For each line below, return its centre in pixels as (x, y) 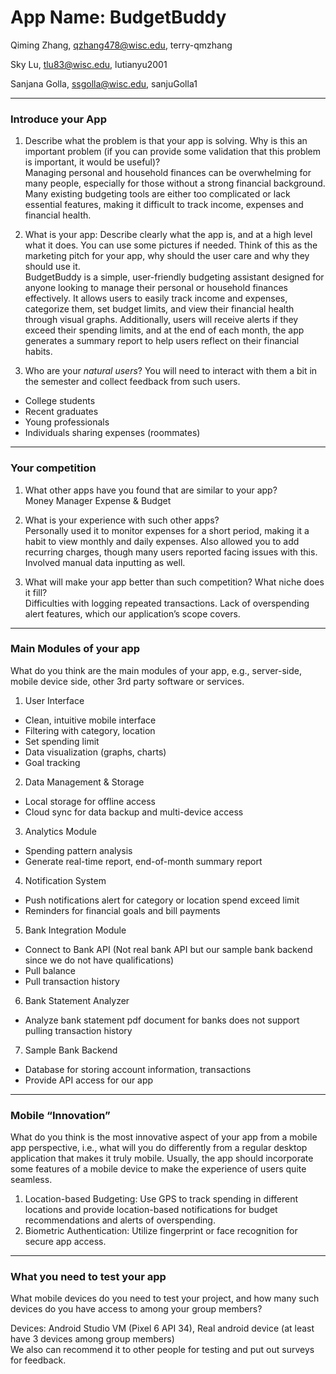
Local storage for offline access (90, 801)
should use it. (52, 267)
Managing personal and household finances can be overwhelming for (168, 173)
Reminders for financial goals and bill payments (122, 910)
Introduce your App (58, 119)
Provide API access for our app (89, 1080)
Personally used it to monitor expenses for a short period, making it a (167, 530)
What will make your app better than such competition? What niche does (174, 582)
